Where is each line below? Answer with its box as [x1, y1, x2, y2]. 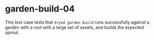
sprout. [5, 29, 19, 35]
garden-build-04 [5, 3, 75, 14]
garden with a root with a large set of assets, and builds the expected [5, 24, 144, 30]
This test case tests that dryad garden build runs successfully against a [5, 19, 150, 25]
